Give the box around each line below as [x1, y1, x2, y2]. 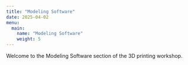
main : [11, 25, 25, 31]
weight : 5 [17, 36, 41, 42]
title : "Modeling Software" [6, 8, 76, 15]
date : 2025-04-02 [6, 14, 49, 20]
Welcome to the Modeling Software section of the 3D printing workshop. [6, 53, 183, 59]
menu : [6, 19, 20, 25]
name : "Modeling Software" [17, 31, 83, 37]
